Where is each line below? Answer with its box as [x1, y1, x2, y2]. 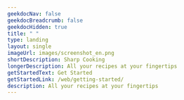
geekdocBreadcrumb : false [7, 17, 83, 24]
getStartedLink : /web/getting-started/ [7, 75, 124, 83]
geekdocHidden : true [7, 23, 68, 30]
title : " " [7, 30, 39, 37]
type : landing [7, 37, 49, 44]
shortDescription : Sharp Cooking [7, 56, 105, 63]
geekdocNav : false [7, 10, 61, 18]
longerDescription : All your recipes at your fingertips [7, 63, 178, 70]
